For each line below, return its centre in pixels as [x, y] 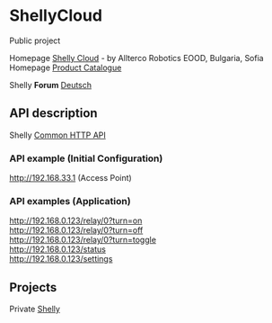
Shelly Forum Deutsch [51, 85]
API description [53, 113]
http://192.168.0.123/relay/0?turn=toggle [83, 240]
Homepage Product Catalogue [66, 67]
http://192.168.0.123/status [57, 249]
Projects [33, 287]
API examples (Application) [70, 201]
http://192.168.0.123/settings [61, 259]
